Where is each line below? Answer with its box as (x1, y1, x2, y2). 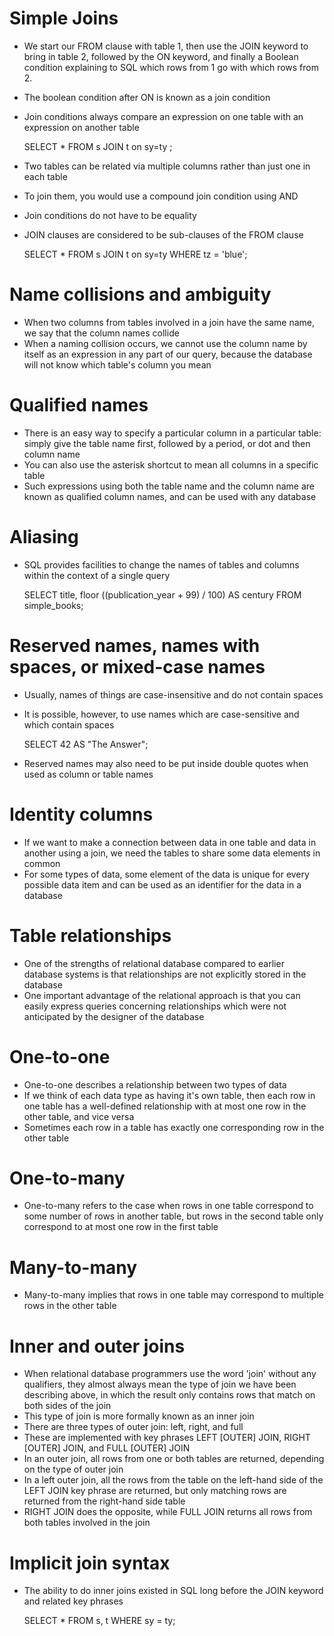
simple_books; (23, 599, 84, 611)
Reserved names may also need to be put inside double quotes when (23, 757, 309, 769)
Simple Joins (9, 7, 119, 30)
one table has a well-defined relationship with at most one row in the (23, 1100, 307, 1112)
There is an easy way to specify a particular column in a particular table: (23, 427, 322, 439)
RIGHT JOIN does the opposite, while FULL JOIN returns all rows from (23, 1506, 313, 1518)
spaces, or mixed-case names (9, 655, 266, 678)
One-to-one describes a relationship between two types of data (23, 1078, 287, 1091)
